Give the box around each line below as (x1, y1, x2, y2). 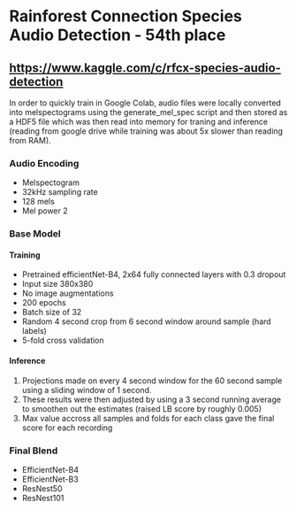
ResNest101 (21, 492, 65, 503)
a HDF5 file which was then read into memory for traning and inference (9, 117, 269, 127)
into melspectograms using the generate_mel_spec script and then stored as (9, 107, 288, 117)
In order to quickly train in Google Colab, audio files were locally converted (9, 97, 281, 108)
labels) (21, 326, 47, 336)
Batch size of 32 (21, 307, 82, 318)
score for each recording (21, 422, 113, 433)
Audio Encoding (9, 157, 80, 169)
